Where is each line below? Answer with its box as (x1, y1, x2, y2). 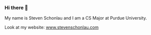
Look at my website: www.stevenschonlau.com (4, 24, 99, 30)
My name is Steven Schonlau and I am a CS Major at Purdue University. (4, 15, 147, 21)
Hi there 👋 (4, 4, 29, 11)
